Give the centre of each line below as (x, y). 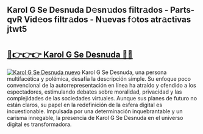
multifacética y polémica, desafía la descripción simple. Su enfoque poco (99, 79)
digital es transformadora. (39, 124)
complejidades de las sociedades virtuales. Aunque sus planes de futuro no (102, 98)
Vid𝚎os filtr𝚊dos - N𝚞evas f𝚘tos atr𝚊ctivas (108, 20)
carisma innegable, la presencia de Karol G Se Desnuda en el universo (95, 118)
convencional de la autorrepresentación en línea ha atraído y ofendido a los (102, 85)
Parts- (182, 10)
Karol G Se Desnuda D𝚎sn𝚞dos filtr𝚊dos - (88, 10)
